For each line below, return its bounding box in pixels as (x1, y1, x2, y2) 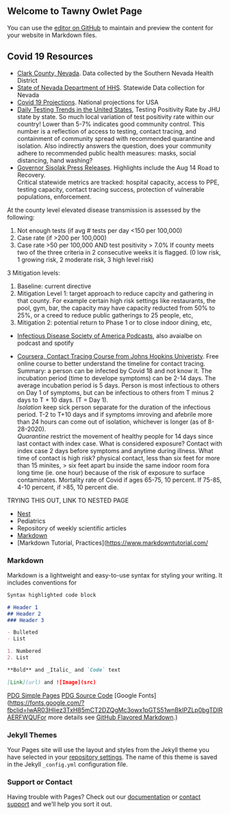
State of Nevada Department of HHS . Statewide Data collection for (16, 83, 205, 92)
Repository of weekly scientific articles (16, 523, 127, 532)
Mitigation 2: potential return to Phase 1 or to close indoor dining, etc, (16, 318, 212, 326)
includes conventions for (7, 578, 77, 586)
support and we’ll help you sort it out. (7, 800, 112, 808)
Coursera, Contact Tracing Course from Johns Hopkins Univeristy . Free (16, 352, 219, 360)
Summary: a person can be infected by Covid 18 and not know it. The (16, 366, 212, 375)
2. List (7, 654, 29, 661)
